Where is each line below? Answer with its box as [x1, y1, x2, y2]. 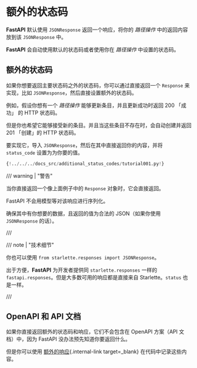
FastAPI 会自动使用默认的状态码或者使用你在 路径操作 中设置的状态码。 [6, 45, 179, 53]
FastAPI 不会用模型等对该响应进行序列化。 [6, 197, 109, 204]
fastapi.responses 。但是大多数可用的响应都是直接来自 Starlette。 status [6, 273, 182, 281]
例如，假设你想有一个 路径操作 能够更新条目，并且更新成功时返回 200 [6, 102, 175, 109]
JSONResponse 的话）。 [6, 217, 58, 224]
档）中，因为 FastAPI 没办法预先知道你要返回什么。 [6, 336, 131, 343]
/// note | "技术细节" [6, 241, 54, 248]
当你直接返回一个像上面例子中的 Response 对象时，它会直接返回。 [6, 184, 165, 192]
